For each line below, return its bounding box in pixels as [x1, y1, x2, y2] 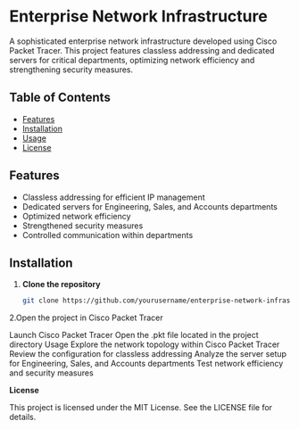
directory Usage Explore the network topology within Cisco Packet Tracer [9, 339, 280, 350]
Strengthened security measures [21, 220, 144, 231]
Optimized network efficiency [21, 210, 131, 221]
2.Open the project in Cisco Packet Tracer [9, 312, 163, 323]
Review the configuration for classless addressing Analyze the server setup [9, 349, 287, 359]
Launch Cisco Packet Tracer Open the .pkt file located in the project [9, 330, 259, 341]
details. [9, 412, 37, 423]
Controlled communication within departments [21, 229, 194, 240]
